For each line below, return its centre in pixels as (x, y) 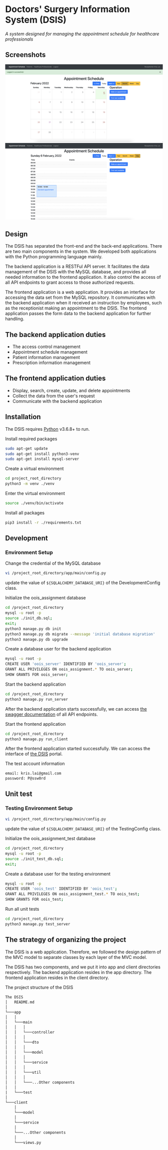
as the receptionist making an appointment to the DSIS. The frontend (76, 308)
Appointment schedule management (50, 352)
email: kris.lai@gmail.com (33, 773)
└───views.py (28, 1142)
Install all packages (25, 513)
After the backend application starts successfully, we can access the (76, 709)
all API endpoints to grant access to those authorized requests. (70, 282)
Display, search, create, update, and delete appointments (71, 390)
